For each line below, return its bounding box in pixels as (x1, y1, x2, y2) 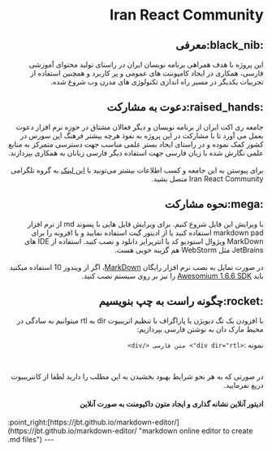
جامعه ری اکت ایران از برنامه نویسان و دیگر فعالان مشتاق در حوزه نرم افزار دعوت (15, 122, 264, 132)
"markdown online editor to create (138, 425, 253, 436)
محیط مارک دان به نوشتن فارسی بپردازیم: (136, 324, 264, 334)
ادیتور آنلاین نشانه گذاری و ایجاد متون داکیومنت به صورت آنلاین (80, 399, 264, 409)
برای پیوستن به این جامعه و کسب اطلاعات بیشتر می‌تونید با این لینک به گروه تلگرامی (11, 165, 264, 175)
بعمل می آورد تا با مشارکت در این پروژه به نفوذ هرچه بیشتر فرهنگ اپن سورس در (19, 130, 264, 140)
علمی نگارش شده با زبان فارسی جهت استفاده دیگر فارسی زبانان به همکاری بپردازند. (8, 148, 264, 158)
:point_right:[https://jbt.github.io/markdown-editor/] (7, 417, 179, 427)
